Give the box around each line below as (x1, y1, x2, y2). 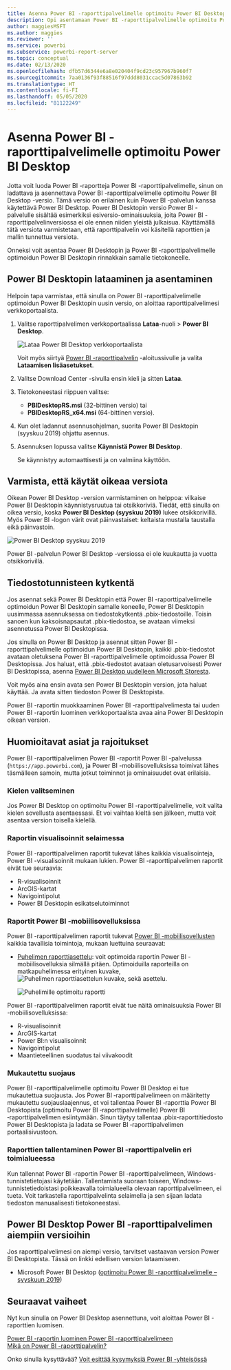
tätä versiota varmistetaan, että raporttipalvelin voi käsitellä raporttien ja (7, 225, 210, 233)
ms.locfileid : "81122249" (7, 100, 81, 107)
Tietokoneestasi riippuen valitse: (16, 387, 109, 396)
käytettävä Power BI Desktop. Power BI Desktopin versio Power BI (7, 203, 194, 211)
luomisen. (36, 1321, 65, 1329)
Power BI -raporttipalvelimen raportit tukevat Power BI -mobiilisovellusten (7, 931, 215, 940)
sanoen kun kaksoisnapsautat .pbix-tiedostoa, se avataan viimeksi (7, 617, 195, 625)
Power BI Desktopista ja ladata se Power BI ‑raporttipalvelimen (7, 1121, 184, 1129)
